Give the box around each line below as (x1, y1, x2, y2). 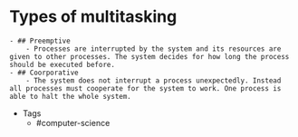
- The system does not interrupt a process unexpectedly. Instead (25, 75, 282, 85)
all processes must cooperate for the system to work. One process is (9, 83, 282, 93)
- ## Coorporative (9, 68, 79, 77)
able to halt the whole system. (9, 92, 131, 101)
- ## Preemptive (9, 36, 71, 45)
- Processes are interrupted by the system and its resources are (25, 44, 282, 54)
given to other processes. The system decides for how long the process (9, 52, 290, 61)
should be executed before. (9, 60, 116, 69)
